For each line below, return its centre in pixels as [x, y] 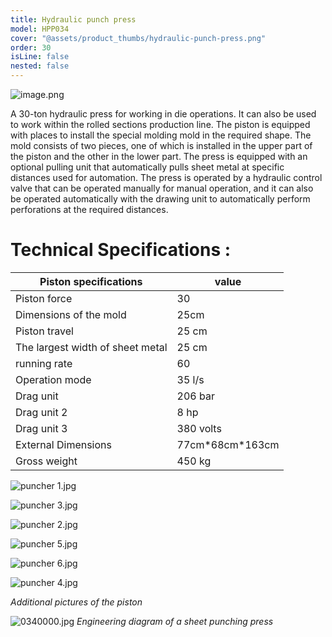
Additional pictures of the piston [76, 602]
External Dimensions [63, 444]
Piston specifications [91, 281]
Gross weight [46, 461]
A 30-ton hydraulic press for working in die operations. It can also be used [163, 114]
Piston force [44, 298]
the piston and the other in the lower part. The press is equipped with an [159, 156]
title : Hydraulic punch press [73, 19]
